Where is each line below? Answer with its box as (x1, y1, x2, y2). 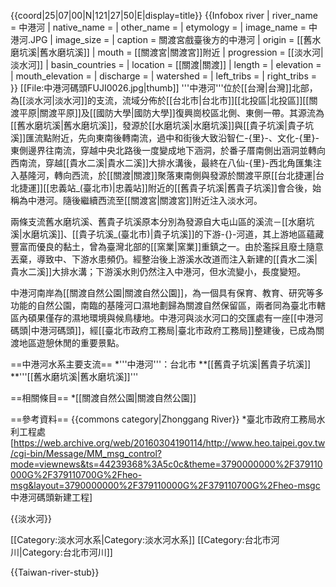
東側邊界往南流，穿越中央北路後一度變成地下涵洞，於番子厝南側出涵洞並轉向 (10, 145, 326, 156)
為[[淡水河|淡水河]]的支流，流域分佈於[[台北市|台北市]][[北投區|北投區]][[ (10, 95, 310, 106)
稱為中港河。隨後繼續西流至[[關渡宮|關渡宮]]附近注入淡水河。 (10, 195, 263, 206)
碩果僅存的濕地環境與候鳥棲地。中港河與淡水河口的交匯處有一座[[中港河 (27, 312, 324, 324)
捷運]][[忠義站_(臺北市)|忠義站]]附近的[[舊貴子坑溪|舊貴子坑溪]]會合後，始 (18, 182, 322, 194)
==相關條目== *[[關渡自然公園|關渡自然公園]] (10, 392, 197, 404)
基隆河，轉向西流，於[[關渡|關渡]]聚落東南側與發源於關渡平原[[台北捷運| (18, 170, 316, 181)
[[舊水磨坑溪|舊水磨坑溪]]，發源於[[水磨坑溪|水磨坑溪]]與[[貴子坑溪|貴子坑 (10, 120, 315, 131)
